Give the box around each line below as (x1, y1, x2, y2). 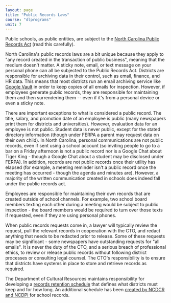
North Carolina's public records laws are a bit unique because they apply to (5, 51, 164, 57)
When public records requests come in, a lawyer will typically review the (5, 222, 157, 228)
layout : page (5, 7, 33, 13)
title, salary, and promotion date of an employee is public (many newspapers (5, 116, 166, 122)
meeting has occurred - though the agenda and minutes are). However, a (5, 170, 159, 176)
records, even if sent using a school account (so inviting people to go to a (5, 143, 160, 149)
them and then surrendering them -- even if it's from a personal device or (5, 95, 160, 101)
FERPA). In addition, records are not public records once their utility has (5, 159, 156, 165)
